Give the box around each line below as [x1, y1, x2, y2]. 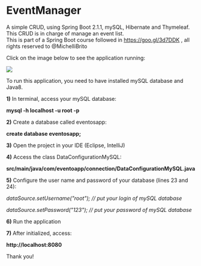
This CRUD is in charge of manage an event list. [6, 29, 124, 37]
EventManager [6, 4, 82, 17]
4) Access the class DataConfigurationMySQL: [6, 153, 122, 160]
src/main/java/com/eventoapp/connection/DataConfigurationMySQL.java [6, 165, 196, 172]
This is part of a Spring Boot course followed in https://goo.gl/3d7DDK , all [6, 36, 190, 43]
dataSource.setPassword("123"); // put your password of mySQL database [6, 206, 192, 213]
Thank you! [6, 253, 34, 260]
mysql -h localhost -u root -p [6, 106, 80, 114]
